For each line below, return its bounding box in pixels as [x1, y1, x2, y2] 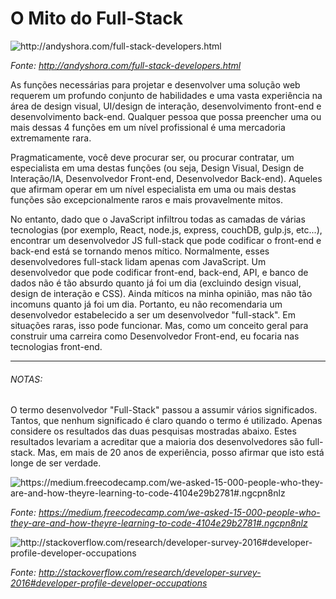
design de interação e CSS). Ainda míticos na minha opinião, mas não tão [10, 287, 313, 299]
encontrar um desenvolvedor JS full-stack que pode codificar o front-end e [10, 234, 322, 246]
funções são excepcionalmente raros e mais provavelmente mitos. [10, 193, 283, 206]
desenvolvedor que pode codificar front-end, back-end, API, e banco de [10, 266, 309, 278]
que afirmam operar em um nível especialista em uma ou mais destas [10, 183, 297, 195]
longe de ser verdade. [10, 457, 102, 469]
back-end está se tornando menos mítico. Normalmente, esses [10, 245, 270, 257]
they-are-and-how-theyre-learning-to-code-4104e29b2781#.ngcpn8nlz [10, 517, 308, 529]
